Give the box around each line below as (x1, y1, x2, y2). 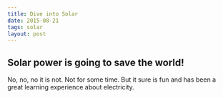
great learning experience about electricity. (7, 83, 134, 92)
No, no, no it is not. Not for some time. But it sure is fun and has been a (7, 75, 217, 84)
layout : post (7, 30, 46, 38)
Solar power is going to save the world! (7, 56, 184, 68)
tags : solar (7, 23, 43, 31)
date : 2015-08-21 (7, 17, 59, 24)
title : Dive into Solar (7, 10, 79, 18)
